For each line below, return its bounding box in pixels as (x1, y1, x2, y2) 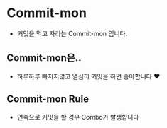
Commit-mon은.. (6, 52, 82, 64)
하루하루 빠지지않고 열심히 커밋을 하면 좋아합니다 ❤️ (16, 72, 161, 81)
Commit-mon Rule (6, 93, 90, 105)
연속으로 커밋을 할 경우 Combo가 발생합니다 (16, 112, 139, 121)
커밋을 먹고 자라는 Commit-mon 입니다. (16, 29, 128, 37)
